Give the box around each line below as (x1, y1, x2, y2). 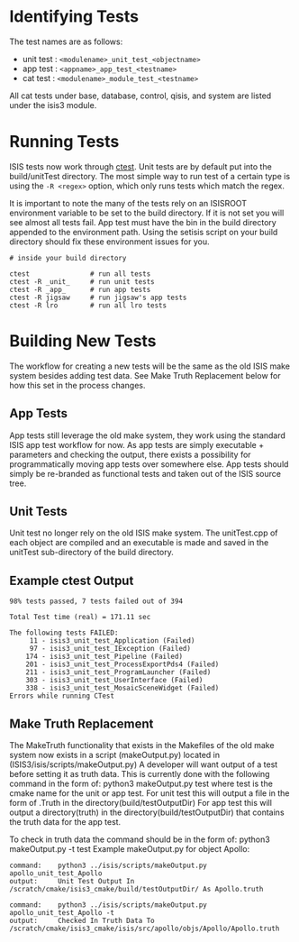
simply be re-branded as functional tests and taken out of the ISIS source (9, 468, 282, 479)
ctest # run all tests (9, 269, 151, 279)
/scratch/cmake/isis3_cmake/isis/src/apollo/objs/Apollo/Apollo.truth (9, 924, 280, 934)
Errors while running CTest (9, 691, 115, 700)
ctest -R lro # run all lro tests (9, 300, 168, 310)
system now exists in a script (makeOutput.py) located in (9, 750, 221, 761)
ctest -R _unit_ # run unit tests (9, 277, 155, 286)
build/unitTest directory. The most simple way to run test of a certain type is (9, 170, 291, 181)
